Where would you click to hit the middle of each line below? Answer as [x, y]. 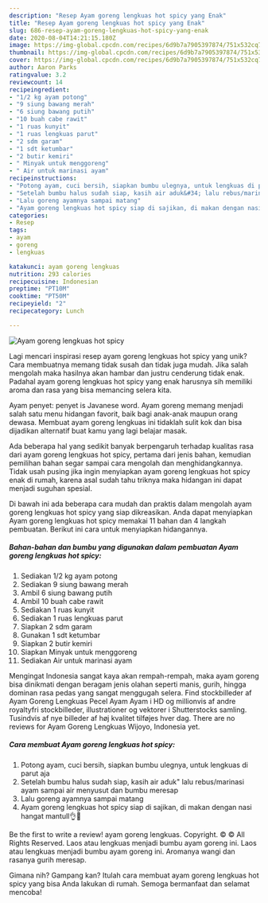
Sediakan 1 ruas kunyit [57, 609]
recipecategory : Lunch [47, 311]
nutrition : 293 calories [50, 274]
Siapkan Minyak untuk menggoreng [79, 652]
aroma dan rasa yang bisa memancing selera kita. [90, 390]
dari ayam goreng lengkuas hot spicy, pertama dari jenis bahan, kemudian [130, 454]
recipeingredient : [39, 90]
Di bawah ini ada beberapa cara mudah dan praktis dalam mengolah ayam [131, 504]
